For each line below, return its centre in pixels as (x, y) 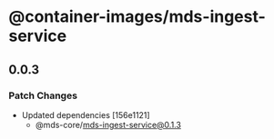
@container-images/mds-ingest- (137, 17)
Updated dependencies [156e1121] (86, 114)
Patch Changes (43, 95)
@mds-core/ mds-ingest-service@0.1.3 (108, 124)
